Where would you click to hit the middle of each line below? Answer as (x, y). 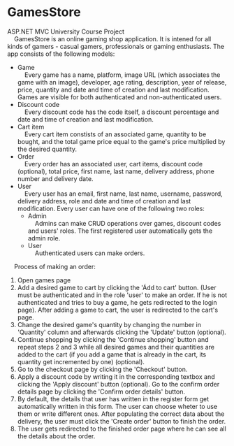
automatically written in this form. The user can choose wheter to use (117, 406)
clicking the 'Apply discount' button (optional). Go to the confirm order (118, 384)
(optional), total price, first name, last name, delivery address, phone (116, 171)
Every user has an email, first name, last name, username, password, (124, 194)
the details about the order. (56, 436)
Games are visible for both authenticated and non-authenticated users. (119, 97)
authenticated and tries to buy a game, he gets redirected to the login (117, 302)
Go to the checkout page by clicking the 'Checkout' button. (102, 369)
